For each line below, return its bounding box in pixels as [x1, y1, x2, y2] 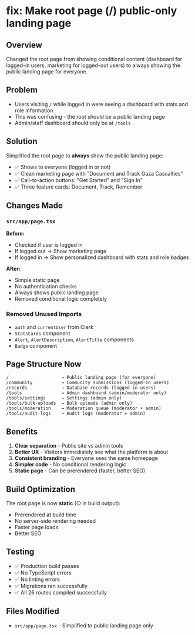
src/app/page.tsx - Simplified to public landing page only [14, 621, 154, 629]
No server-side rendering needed [14, 518, 96, 525]
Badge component [14, 342, 58, 349]
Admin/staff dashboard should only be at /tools [14, 119, 131, 126]
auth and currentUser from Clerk [14, 323, 94, 330]
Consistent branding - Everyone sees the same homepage [14, 455, 159, 462]
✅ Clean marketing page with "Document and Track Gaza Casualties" [14, 170, 183, 177]
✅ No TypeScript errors [14, 569, 72, 576]
